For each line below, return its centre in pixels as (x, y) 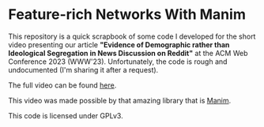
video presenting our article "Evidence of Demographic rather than (119, 44)
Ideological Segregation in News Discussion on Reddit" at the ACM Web (128, 53)
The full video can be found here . (62, 85)
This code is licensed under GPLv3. (66, 115)
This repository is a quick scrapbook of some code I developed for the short (132, 36)
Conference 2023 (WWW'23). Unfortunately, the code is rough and (118, 62)
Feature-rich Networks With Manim (127, 15)
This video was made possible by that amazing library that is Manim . (120, 100)
